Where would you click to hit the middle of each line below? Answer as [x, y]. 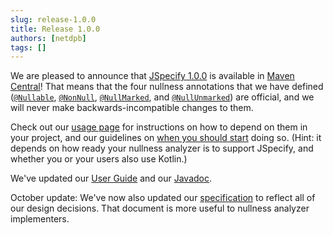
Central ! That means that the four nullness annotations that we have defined [167, 87]
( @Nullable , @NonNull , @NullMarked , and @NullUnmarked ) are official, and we [162, 97]
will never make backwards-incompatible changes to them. [132, 108]
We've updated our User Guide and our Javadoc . [111, 178]
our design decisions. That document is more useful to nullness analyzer [160, 208]
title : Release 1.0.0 [55, 29]
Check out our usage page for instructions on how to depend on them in [159, 127]
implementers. [40, 219]
